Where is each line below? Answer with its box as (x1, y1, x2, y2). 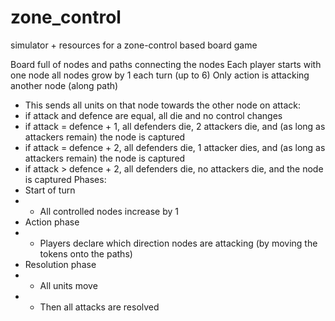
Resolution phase (24, 258, 97, 270)
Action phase (24, 216, 80, 228)
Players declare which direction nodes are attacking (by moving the (39, 237, 318, 249)
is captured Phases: (24, 173, 107, 185)
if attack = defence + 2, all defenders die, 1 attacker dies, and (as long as (24, 141, 326, 153)
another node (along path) (10, 79, 119, 91)
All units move (39, 279, 98, 291)
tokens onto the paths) (39, 247, 133, 260)
